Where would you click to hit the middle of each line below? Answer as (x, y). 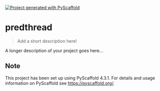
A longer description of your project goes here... (54, 50)
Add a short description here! (47, 41)
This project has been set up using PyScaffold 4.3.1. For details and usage (80, 78)
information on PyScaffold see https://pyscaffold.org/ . (60, 83)
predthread (29, 28)
